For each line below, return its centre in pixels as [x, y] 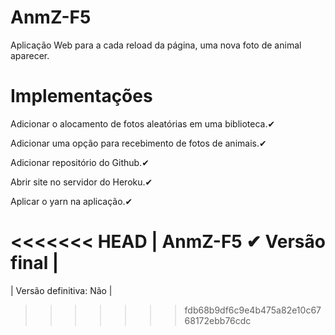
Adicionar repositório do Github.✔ [80, 162]
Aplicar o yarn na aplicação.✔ [71, 201]
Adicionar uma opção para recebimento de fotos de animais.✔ [138, 143]
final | [35, 263]
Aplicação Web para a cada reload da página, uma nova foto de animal [156, 45]
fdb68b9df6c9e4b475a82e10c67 [253, 310]
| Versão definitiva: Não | [61, 290]
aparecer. [30, 55]
